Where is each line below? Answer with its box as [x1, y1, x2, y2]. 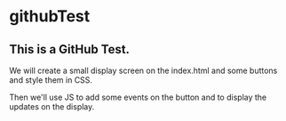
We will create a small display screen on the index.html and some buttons [9, 65, 278, 76]
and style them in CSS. [9, 75, 93, 85]
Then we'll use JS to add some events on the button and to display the [9, 92, 267, 102]
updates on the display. [9, 101, 95, 112]
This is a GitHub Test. [9, 42, 131, 57]
